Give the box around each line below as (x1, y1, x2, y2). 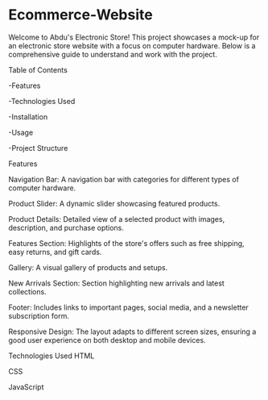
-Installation (8, 111, 48, 122)
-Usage (8, 127, 34, 137)
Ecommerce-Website (8, 6, 153, 24)
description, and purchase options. (8, 223, 125, 232)
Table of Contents (8, 65, 68, 74)
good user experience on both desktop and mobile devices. (8, 335, 207, 344)
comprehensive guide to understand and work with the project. (8, 49, 217, 59)
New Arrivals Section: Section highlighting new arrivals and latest (8, 278, 225, 288)
